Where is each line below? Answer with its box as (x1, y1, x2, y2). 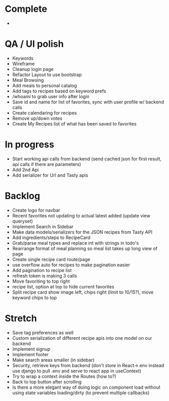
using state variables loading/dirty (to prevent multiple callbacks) (12, 389, 150, 396)
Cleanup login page (12, 66, 54, 72)
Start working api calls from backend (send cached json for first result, (12, 155, 162, 162)
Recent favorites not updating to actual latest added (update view (12, 212, 151, 218)
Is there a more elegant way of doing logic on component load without (12, 384, 161, 390)
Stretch (5, 312, 37, 324)
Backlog (5, 190, 40, 202)
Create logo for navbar (12, 207, 60, 213)
